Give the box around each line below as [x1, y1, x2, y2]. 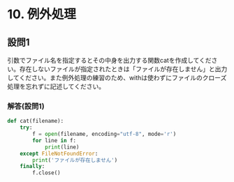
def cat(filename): [7, 118, 64, 125]
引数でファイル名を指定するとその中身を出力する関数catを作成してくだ [7, 56, 212, 64]
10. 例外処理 [7, 6, 77, 22]
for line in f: [32, 137, 77, 144]
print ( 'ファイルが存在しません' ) [32, 156, 118, 164]
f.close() [32, 169, 61, 176]
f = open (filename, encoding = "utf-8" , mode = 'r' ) [32, 130, 177, 138]
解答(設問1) [7, 101, 45, 111]
